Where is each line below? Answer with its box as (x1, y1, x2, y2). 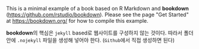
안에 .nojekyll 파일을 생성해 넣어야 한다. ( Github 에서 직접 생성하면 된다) (6, 37, 175, 43)
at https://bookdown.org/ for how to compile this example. (6, 17, 149, 24)
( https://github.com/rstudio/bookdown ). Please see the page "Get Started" (6, 11, 189, 18)
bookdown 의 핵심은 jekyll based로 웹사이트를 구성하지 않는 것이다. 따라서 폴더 (6, 29, 194, 36)
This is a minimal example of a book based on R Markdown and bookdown (6, 5, 189, 12)
